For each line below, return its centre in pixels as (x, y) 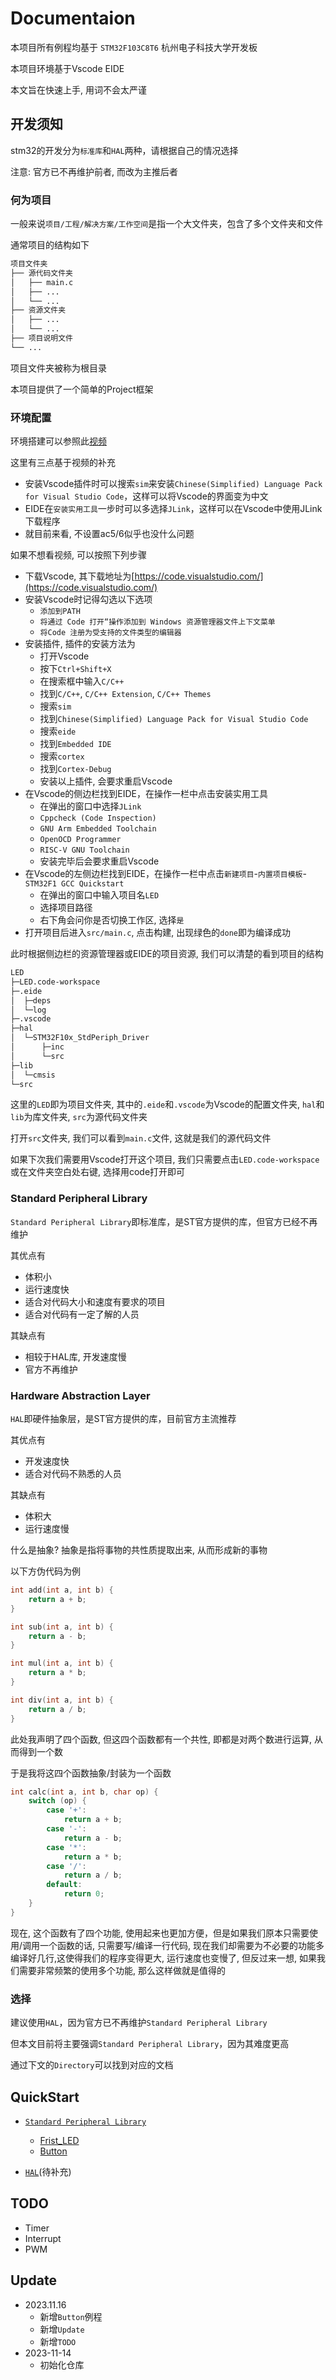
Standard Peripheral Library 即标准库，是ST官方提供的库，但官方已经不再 (164, 1221)
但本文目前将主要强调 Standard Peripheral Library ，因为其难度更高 (150, 2044)
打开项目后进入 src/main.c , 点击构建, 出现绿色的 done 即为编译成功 (157, 933)
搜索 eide (58, 731)
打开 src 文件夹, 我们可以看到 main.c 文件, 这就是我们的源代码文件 (141, 1138)
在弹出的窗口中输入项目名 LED (99, 895)
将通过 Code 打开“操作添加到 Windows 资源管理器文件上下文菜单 (157, 622)
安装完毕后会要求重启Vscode (99, 861)
